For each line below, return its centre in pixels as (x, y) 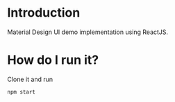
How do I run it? (53, 60)
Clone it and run (30, 79)
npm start (22, 92)
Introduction (44, 13)
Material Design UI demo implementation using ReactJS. (88, 32)
